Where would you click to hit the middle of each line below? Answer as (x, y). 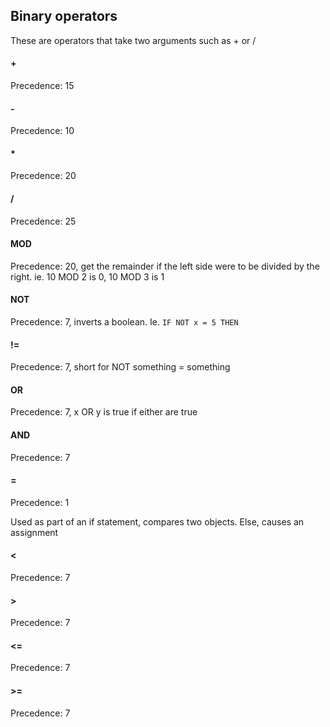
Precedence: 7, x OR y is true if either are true (104, 412)
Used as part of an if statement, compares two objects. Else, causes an (157, 521)
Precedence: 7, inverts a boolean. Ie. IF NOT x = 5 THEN (124, 322)
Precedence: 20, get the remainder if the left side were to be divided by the (165, 266)
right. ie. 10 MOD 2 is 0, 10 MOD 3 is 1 (87, 276)
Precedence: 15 (42, 86)
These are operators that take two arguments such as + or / (133, 40)
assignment (34, 532)
